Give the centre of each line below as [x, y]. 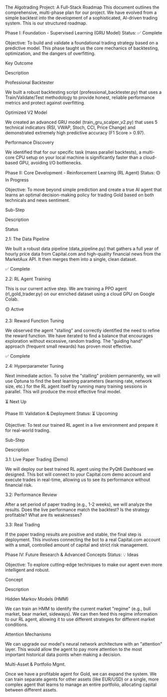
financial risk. [19, 485]
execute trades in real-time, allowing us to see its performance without [78, 480]
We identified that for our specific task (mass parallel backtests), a [73, 152]
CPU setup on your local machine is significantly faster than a [79, 157]
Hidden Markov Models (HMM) [37, 599]
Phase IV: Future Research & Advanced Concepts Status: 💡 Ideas [72, 555]
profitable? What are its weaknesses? [44, 515]
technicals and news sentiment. [38, 200]
